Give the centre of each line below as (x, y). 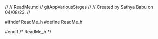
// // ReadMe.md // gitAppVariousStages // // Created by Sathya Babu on (79, 7)
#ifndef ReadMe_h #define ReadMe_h (44, 22)
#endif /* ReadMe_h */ (28, 31)
